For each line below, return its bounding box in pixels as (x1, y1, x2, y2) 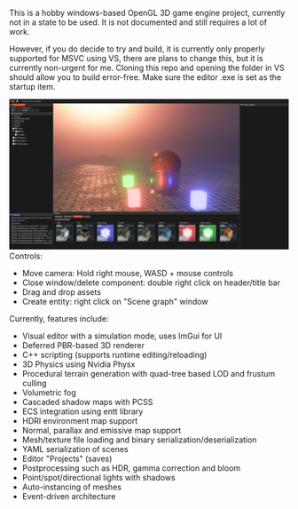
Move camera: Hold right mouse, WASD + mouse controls (21, 267, 233, 278)
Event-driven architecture (21, 490, 116, 501)
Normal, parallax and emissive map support (21, 425, 182, 435)
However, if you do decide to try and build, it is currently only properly (9, 44, 265, 54)
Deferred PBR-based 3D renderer (21, 339, 145, 350)
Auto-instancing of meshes (21, 481, 122, 492)
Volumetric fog (21, 386, 77, 398)
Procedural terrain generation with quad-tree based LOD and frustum (21, 368, 276, 378)
